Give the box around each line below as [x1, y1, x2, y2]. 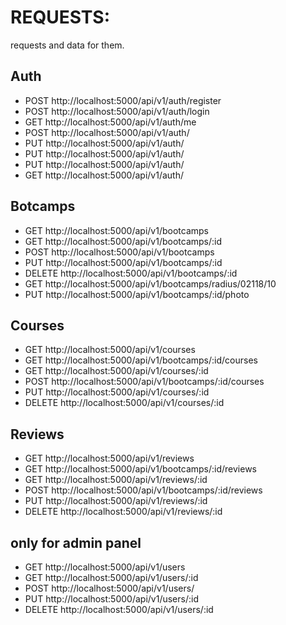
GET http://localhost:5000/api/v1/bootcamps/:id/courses [24, 354, 258, 366]
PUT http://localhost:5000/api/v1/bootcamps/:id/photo [24, 288, 250, 300]
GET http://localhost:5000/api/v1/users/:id [24, 572, 199, 583]
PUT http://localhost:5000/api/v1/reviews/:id [24, 495, 208, 507]
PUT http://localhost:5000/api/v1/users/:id [24, 593, 199, 605]
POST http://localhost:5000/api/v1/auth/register [24, 94, 222, 106]
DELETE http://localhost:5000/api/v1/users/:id [24, 604, 214, 615]
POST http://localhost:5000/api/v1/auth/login [24, 105, 210, 117]
